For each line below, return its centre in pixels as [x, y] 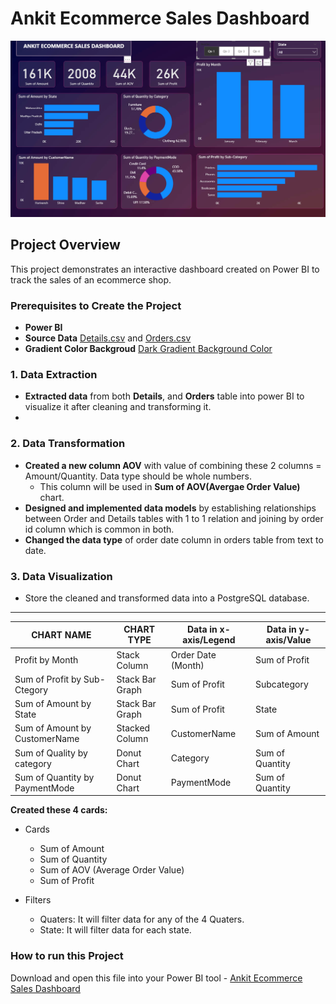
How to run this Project [67, 956]
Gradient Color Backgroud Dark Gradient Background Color [148, 349]
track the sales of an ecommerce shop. [91, 279]
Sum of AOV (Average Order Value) [112, 870]
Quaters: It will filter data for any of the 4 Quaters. [142, 919]
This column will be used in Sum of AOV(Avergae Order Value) [170, 486]
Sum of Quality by [51, 753]
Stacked [133, 728]
